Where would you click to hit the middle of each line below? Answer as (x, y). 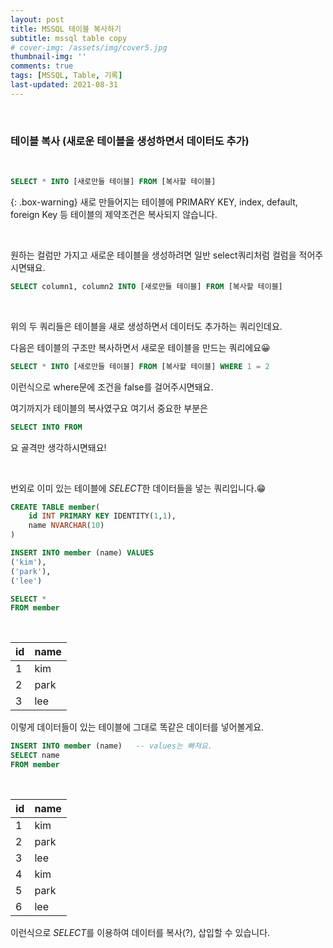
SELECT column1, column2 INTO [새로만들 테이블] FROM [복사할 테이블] (146, 286)
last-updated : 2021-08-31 (64, 85)
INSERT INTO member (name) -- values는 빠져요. (111, 746)
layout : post (37, 19)
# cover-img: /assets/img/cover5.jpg (89, 47)
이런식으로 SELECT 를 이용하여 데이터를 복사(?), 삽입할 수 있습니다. (140, 932)
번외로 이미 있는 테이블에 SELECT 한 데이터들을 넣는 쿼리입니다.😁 (138, 488)
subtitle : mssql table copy (69, 38)
